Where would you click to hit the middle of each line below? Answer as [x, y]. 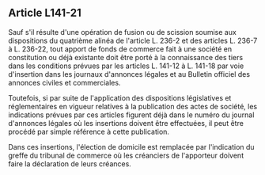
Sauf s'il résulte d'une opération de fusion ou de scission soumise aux [123, 32]
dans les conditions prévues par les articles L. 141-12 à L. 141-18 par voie [126, 66]
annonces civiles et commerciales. [64, 82]
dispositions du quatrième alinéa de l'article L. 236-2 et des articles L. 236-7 [133, 40]
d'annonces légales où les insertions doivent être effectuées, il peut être [126, 123]
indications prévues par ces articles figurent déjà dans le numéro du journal [131, 115]
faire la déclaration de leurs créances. [70, 164]
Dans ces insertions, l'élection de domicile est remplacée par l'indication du [131, 146]
